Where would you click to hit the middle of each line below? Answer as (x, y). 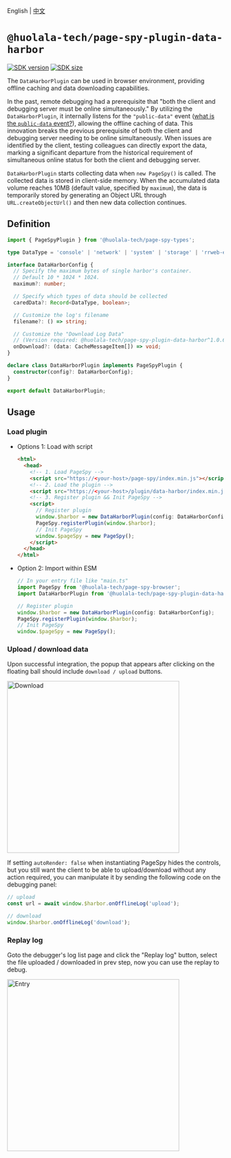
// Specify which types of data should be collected (90, 296)
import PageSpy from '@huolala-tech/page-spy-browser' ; (99, 587)
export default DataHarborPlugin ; (57, 391)
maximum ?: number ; (40, 284)
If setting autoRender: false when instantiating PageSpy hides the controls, (114, 863)
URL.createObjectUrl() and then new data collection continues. (97, 202)
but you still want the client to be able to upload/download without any (107, 870)
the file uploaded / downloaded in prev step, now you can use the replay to (113, 963)
